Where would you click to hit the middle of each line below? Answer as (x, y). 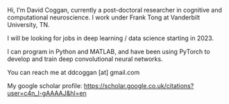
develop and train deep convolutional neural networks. (85, 59)
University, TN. (28, 25)
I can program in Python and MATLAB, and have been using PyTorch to (109, 52)
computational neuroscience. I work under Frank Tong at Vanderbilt (104, 17)
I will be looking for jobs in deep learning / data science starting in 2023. (110, 38)
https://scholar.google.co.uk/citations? (139, 86)
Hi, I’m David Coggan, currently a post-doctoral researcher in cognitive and (114, 10)
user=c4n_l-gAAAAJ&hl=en (47, 93)
